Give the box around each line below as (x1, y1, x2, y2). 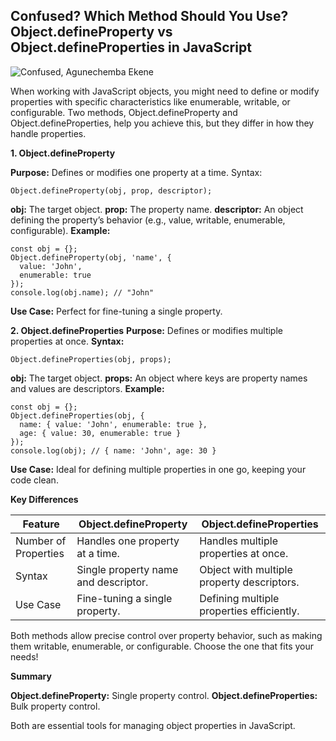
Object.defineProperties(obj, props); (10, 354, 172, 364)
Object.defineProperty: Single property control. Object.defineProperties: (10, 689, 318, 701)
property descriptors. (199, 575, 300, 589)
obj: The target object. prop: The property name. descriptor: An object (10, 203, 304, 215)
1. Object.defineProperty (10, 147, 116, 159)
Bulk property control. (10, 700, 101, 712)
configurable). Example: (10, 224, 111, 236)
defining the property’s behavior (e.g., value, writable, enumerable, (10, 214, 286, 226)
